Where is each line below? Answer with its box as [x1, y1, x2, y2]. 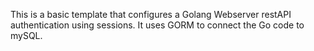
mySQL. [10, 30, 43, 41]
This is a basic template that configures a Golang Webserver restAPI [10, 9, 292, 20]
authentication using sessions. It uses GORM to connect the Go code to [10, 19, 305, 31]
